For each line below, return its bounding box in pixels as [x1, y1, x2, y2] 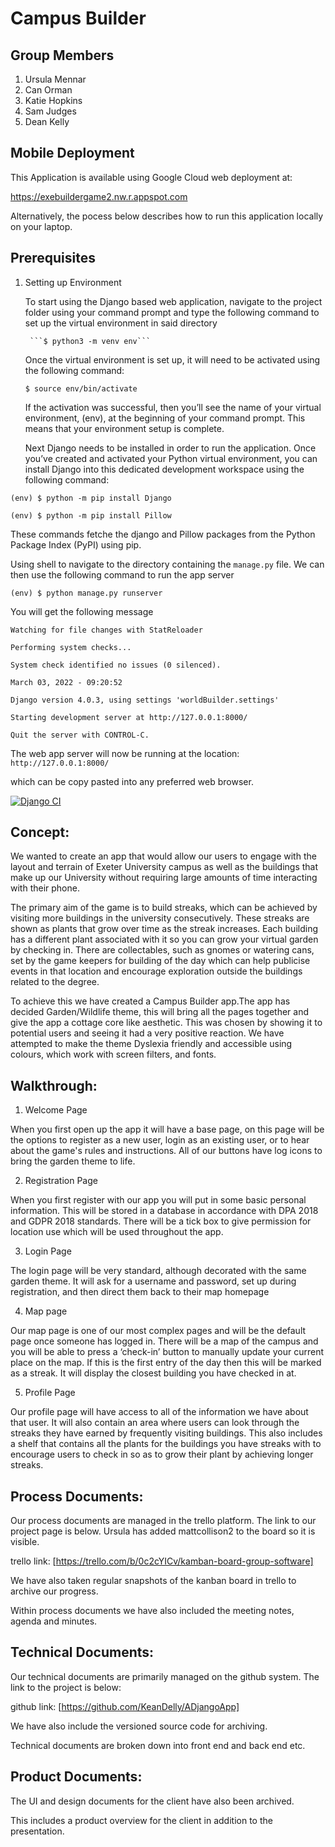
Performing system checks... [10, 642, 132, 652]
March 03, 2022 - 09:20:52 [10, 677, 123, 687]
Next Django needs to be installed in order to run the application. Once [24, 442, 317, 454]
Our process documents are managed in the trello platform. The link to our [10, 1515, 317, 1527]
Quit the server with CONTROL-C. [10, 730, 150, 740]
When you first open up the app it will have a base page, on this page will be [10, 1123, 325, 1136]
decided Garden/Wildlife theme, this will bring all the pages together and [10, 1006, 309, 1018]
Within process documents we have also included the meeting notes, [10, 1605, 295, 1617]
